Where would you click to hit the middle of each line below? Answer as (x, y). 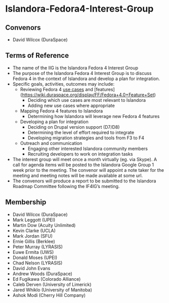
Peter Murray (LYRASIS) (38, 247)
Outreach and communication (51, 143)
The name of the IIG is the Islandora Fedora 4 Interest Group (75, 68)
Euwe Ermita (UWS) (33, 252)
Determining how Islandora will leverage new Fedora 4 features (94, 116)
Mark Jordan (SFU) (33, 236)
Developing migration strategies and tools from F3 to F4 (86, 138)
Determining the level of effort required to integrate (81, 132)
